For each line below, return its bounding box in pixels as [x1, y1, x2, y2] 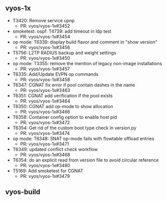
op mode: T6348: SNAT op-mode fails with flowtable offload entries [12, 135, 154, 141]
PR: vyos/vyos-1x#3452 [20, 23, 70, 29]
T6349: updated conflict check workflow [12, 146, 98, 152]
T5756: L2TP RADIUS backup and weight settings [12, 49, 116, 56]
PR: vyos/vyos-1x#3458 [20, 76, 70, 82]
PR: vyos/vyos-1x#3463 [20, 87, 70, 93]
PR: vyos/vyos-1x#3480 [20, 162, 70, 168]
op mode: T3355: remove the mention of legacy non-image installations [12, 60, 162, 66]
